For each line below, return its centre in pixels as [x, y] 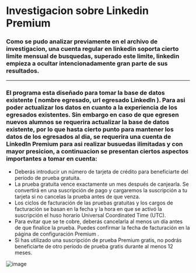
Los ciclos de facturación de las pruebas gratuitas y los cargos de [94, 203]
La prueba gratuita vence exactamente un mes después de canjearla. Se [101, 184]
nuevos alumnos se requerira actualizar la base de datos [88, 122]
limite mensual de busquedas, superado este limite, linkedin [93, 56]
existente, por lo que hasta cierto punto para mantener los [90, 129]
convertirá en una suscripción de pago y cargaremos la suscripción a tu [101, 190]
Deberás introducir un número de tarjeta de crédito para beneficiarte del [101, 172]
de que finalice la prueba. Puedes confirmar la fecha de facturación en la [102, 227]
